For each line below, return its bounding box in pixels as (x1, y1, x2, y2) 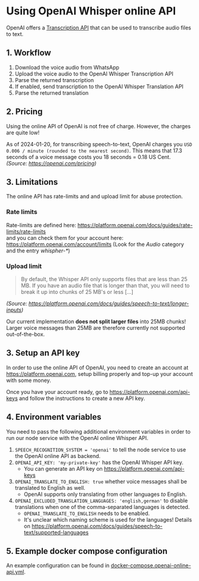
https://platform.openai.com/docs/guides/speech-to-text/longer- (28, 300, 189, 307)
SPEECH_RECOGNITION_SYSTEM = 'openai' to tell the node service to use (14, 445, 186, 453)
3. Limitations (6, 177, 58, 187)
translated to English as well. (14, 484, 85, 491)
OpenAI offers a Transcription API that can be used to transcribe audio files (6, 24, 191, 31)
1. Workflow (6, 48, 51, 58)
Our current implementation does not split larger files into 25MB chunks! (6, 318, 186, 325)
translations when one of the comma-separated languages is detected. (14, 503, 190, 510)
